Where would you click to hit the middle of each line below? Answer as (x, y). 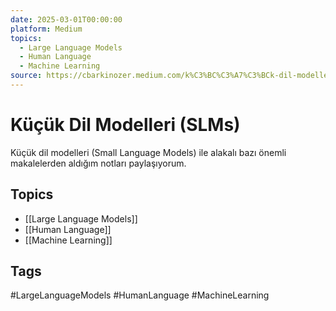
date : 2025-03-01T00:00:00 (66, 19)
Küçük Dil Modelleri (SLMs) (125, 125)
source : (26, 76)
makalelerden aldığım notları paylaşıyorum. (98, 163)
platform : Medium (46, 29)
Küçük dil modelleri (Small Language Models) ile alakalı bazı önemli (148, 152)
